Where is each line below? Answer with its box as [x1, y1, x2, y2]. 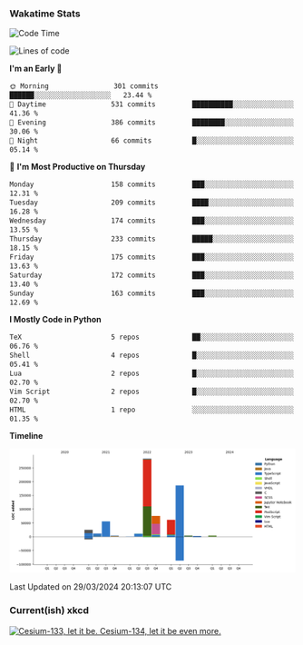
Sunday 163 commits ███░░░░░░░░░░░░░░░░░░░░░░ [9, 289, 295, 298]
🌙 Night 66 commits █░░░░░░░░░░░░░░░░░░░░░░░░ [9, 136, 295, 145]
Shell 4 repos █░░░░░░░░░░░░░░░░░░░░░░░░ [9, 351, 295, 361]
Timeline [9, 431, 44, 442]
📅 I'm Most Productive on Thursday [9, 162, 146, 173]
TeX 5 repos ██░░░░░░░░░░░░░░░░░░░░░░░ [9, 332, 295, 342]
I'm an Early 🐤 [9, 63, 63, 74]
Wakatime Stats [9, 7, 81, 20]
